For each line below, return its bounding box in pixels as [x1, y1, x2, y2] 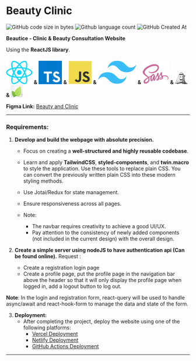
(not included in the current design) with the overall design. [32, 235, 174, 242]
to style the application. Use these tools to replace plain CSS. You [23, 165, 181, 172]
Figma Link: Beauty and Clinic [6, 102, 79, 109]
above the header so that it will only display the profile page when [23, 277, 182, 284]
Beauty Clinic [6, 4, 72, 18]
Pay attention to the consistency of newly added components [32, 229, 180, 236]
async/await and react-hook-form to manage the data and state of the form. [6, 300, 188, 308]
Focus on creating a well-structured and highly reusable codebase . [23, 147, 188, 154]
